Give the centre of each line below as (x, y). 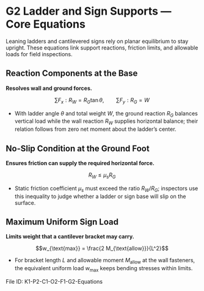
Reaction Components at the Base (72, 74)
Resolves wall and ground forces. (49, 88)
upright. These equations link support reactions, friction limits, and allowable (102, 48)
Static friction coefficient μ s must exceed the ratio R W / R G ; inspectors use (106, 189)
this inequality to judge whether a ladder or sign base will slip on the (100, 196)
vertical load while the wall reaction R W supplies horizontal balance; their (106, 122)
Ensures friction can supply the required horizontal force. (80, 163)
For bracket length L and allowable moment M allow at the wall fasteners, (105, 261)
